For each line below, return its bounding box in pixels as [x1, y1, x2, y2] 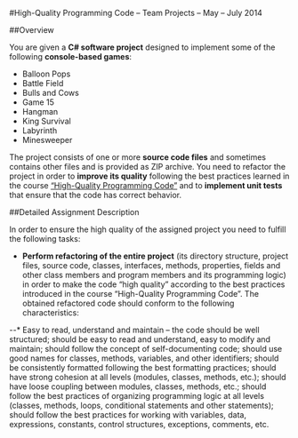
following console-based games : [9, 52, 132, 61]
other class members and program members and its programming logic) [21, 270, 286, 280]
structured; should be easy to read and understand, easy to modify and [9, 334, 271, 345]
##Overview [9, 25, 55, 35]
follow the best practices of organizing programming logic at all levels [9, 391, 265, 401]
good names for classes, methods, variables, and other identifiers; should [9, 353, 279, 363]
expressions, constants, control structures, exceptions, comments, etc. [9, 419, 270, 429]
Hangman [21, 107, 59, 116]
